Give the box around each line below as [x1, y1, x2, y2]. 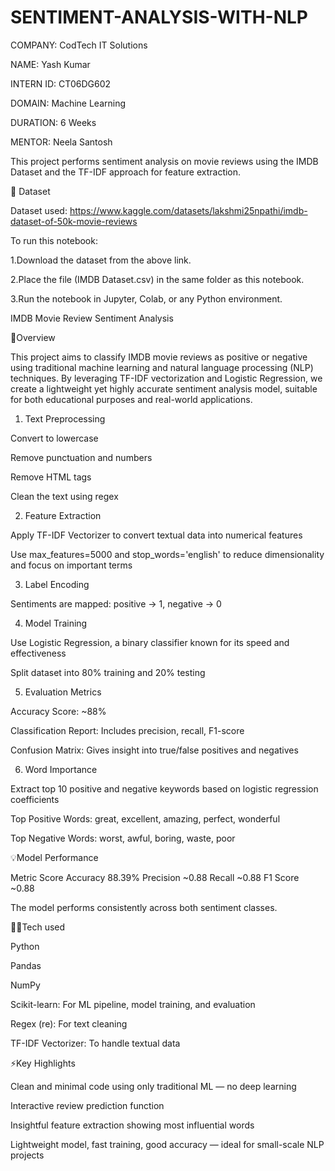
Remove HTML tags [10, 471, 92, 483]
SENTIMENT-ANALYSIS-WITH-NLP [10, 6, 308, 29]
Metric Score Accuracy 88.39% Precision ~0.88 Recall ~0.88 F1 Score [10, 871, 300, 883]
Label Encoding [24, 578, 90, 590]
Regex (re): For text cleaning [10, 1017, 128, 1030]
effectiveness [10, 647, 67, 659]
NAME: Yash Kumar [10, 58, 91, 70]
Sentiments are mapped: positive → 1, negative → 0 [10, 597, 222, 610]
